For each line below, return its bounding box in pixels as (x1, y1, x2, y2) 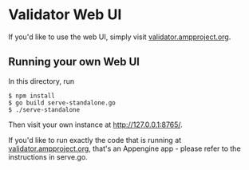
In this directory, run (8, 76, 75, 85)
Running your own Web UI (8, 55, 140, 69)
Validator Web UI (8, 6, 122, 24)
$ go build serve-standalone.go (8, 98, 116, 107)
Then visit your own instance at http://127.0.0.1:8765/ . (8, 120, 184, 129)
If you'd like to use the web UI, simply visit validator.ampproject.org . (8, 32, 231, 42)
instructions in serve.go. (8, 152, 88, 161)
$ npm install (8, 92, 56, 100)
